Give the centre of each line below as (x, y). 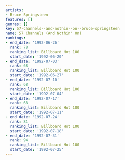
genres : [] (17, 24)
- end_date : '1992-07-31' (32, 136)
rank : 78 (19, 47)
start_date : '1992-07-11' (37, 113)
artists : (14, 10)
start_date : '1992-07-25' (37, 150)
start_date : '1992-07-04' (37, 94)
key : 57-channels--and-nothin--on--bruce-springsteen (63, 29)
